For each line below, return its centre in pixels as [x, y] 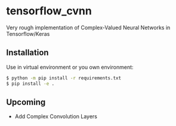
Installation [27, 53]
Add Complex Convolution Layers [56, 116]
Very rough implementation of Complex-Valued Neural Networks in [88, 27]
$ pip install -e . [30, 84]
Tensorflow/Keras [28, 33]
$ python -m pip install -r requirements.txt [64, 78]
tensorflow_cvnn [49, 11]
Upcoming [26, 102]
